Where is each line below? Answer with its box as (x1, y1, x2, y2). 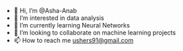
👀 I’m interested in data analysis (13, 14, 105, 22)
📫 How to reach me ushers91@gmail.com (13, 37, 134, 44)
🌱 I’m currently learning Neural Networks (13, 21, 130, 29)
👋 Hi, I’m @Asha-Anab (13, 7, 77, 14)
